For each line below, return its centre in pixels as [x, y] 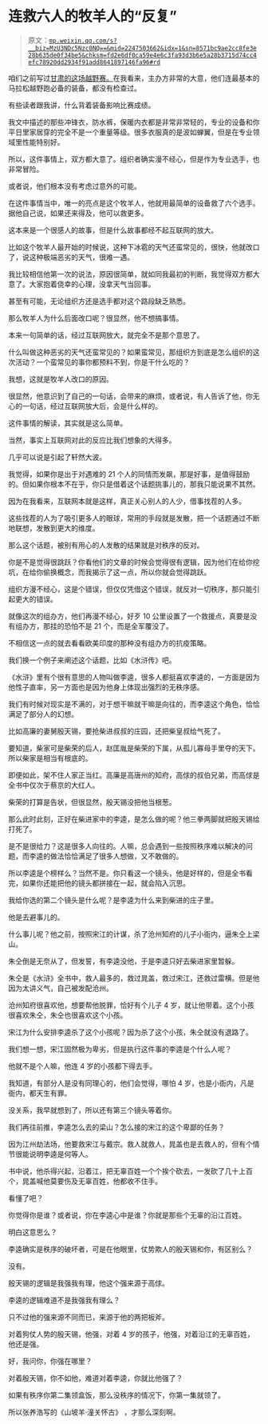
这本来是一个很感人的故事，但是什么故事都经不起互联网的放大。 [113, 230]
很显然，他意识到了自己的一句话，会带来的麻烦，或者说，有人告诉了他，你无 [134, 396]
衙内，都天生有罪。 [40, 1093]
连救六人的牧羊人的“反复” [93, 16]
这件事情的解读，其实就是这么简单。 [68, 423]
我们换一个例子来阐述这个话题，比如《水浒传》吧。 [92, 660]
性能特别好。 [43, 142]
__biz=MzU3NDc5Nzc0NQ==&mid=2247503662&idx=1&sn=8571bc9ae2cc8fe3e [142, 48]
